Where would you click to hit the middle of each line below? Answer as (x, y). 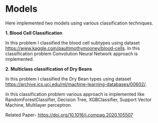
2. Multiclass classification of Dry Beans (49, 69)
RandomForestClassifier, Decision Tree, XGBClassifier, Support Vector (78, 100)
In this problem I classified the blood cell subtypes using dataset (73, 43)
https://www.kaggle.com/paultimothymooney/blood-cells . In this (73, 48)
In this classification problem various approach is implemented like (75, 94)
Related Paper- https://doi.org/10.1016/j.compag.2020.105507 (69, 115)
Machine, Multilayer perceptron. (39, 105)
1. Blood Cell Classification (34, 33)
